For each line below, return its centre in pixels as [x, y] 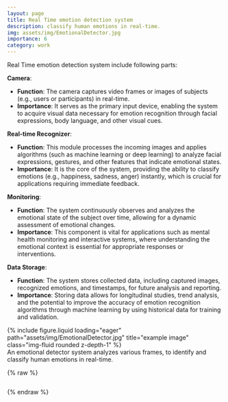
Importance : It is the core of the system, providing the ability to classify [118, 169]
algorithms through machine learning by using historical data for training [119, 310]
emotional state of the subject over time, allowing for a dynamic [107, 217]
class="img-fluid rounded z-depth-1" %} [64, 345]
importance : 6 [27, 39]
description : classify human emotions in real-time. [84, 26]
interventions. [36, 254]
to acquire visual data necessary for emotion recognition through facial [117, 113]
